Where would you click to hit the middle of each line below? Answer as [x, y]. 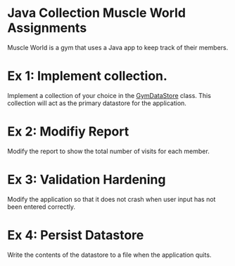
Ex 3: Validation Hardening [87, 180]
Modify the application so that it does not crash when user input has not [112, 199]
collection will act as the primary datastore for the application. [97, 103]
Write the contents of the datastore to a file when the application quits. [109, 255]
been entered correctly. [42, 207]
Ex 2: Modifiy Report [68, 132]
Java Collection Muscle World [97, 13]
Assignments [47, 28]
